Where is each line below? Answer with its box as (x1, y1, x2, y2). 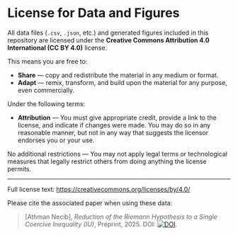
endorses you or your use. (17, 136, 95, 144)
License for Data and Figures (7, 5, 180, 21)
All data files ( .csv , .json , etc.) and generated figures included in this (7, 28, 209, 37)
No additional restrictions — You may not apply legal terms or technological (7, 149, 228, 158)
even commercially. (17, 86, 75, 94)
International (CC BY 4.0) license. (7, 43, 108, 52)
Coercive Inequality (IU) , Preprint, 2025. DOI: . (24, 219, 178, 228)
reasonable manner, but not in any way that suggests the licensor (17, 128, 209, 137)
